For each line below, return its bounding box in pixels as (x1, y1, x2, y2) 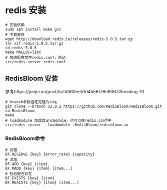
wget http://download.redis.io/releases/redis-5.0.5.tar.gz (5, 36, 133, 42)
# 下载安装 (5, 32, 25, 37)
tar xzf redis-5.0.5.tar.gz (5, 41, 64, 46)
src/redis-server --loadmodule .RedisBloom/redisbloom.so (5, 122, 128, 127)
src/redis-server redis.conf (5, 59, 66, 64)
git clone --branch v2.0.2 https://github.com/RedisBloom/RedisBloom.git (5, 104, 162, 109)
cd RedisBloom (5, 108, 35, 113)
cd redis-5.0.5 (5, 45, 37, 50)
